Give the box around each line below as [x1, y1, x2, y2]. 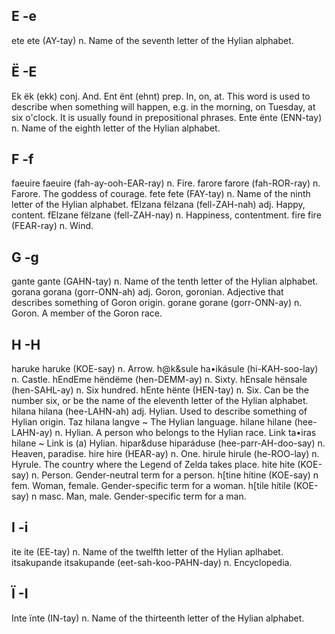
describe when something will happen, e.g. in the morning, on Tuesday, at [11, 100, 316, 113]
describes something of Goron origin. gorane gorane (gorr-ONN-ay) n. [11, 297, 303, 309]
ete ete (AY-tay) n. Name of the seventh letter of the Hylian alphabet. [11, 34, 294, 46]
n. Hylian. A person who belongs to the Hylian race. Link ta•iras [54, 427, 317, 439]
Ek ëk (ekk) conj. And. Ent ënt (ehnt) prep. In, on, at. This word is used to [11, 90, 311, 102]
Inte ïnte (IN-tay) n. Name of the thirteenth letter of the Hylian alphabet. [11, 612, 305, 624]
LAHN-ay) [11, 427, 53, 439]
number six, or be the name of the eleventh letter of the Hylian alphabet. [11, 395, 309, 407]
